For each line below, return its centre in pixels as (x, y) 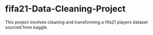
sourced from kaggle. (26, 27)
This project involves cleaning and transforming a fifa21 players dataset (76, 22)
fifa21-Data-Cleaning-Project (65, 9)
